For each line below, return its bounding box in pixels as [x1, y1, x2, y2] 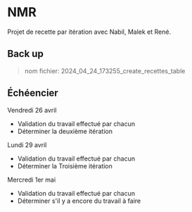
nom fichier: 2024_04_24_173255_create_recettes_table [24, 66, 186, 75]
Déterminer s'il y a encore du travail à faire [17, 197, 141, 205]
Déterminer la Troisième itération [17, 161, 113, 170]
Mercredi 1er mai [7, 175, 56, 184]
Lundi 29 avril [7, 140, 47, 149]
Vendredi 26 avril [7, 106, 57, 114]
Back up [7, 48, 44, 60]
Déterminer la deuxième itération [17, 127, 113, 135]
